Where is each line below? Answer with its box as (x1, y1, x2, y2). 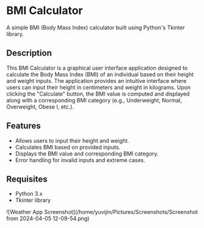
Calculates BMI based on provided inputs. (15, 143, 121, 151)
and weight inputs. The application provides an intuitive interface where (6, 77, 187, 84)
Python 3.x (15, 190, 43, 198)
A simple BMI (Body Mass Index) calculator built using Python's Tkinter (6, 24, 185, 31)
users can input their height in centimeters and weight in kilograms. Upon (6, 84, 191, 91)
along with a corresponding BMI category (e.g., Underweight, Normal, (6, 96, 182, 104)
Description (6, 48, 52, 59)
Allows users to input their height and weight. (15, 137, 129, 144)
